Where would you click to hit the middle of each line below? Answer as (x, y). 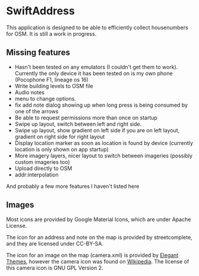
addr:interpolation (37, 175)
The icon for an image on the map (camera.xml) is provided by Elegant (92, 255)
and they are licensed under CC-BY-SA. (55, 243)
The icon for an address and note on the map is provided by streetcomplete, (99, 237)
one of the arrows (37, 111)
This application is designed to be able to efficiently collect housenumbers (97, 27)
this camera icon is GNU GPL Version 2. (55, 268)
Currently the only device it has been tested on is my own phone (94, 73)
